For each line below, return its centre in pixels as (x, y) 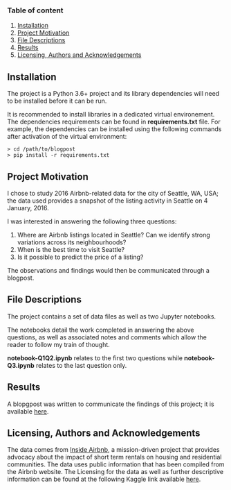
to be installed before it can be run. (57, 101)
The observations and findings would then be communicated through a (108, 270)
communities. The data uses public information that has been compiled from (116, 464)
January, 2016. (28, 208)
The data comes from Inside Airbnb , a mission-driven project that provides (113, 450)
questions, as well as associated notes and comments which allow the (107, 337)
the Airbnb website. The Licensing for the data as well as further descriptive (115, 472)
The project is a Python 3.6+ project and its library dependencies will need (113, 94)
